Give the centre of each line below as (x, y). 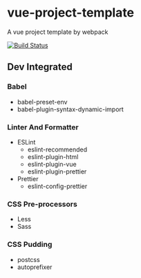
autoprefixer (35, 267)
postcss (28, 259)
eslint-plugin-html (53, 156)
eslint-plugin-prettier (57, 172)
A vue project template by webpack (58, 32)
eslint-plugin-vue (52, 164)
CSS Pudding (30, 245)
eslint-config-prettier (57, 186)
